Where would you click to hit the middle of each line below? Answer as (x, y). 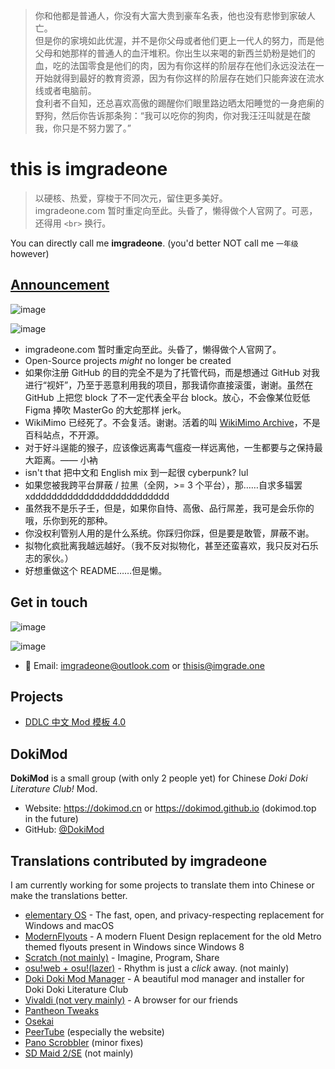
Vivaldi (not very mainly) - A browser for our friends (131, 1000)
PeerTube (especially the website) (94, 1032)
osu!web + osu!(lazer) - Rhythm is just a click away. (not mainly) (157, 968)
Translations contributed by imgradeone (139, 860)
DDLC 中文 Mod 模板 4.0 (75, 722)
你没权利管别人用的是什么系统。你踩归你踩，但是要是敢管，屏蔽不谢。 (169, 533)
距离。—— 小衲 (65, 460)
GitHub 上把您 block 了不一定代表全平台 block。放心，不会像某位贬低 (167, 397)
